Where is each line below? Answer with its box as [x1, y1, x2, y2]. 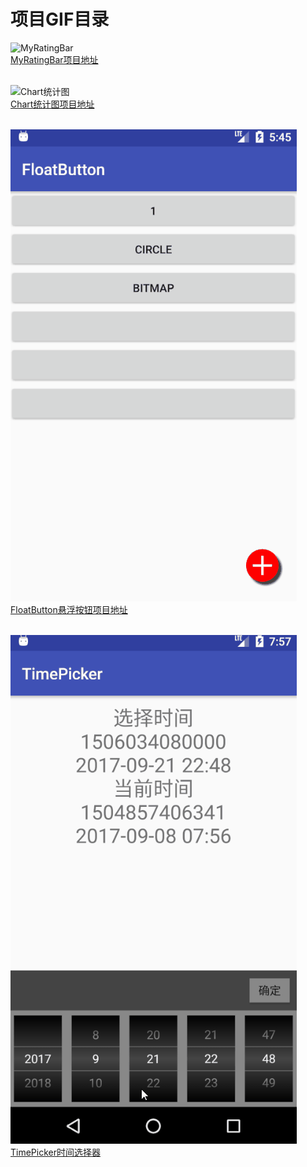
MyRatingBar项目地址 [10, 53, 99, 65]
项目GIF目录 [10, 8, 110, 31]
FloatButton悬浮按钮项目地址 [10, 603, 128, 615]
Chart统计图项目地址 [10, 98, 95, 110]
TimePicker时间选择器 [10, 1146, 101, 1158]
